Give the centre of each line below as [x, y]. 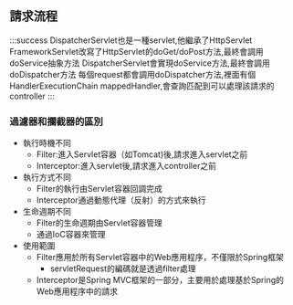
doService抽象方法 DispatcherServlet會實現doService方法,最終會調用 [140, 63]
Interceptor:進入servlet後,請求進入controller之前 [126, 166]
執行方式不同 [47, 177]
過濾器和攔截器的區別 [56, 121]
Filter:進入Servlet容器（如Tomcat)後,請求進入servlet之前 [142, 154]
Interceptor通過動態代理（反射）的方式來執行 [121, 200]
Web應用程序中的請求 [77, 291]
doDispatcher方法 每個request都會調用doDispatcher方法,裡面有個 [133, 74]
